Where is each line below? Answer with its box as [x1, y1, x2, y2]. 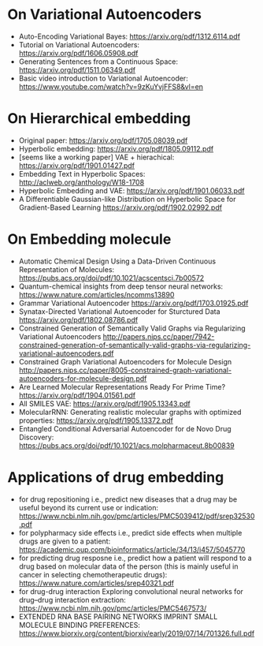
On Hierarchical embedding [7, 110, 191, 128]
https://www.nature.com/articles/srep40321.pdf [18, 578, 175, 588]
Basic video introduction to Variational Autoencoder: [18, 73, 188, 83]
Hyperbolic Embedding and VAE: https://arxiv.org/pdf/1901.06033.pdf [18, 185, 245, 195]
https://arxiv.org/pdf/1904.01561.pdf [18, 390, 136, 400]
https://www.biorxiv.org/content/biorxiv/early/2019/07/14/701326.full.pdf [18, 629, 255, 638]
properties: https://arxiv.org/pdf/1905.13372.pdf [18, 416, 174, 425]
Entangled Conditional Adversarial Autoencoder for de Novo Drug [18, 424, 232, 433]
